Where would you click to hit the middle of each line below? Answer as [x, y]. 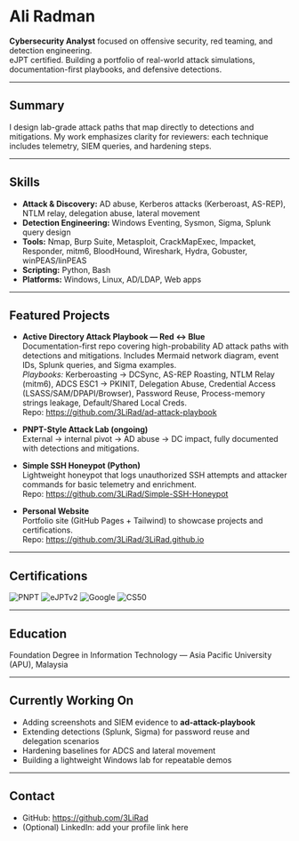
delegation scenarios [61, 741]
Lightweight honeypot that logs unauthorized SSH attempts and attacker [154, 475]
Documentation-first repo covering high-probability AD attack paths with [155, 346]
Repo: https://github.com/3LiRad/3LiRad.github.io [113, 540]
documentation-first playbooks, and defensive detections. [116, 69]
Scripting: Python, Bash [66, 269]
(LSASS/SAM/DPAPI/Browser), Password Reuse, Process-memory [143, 394]
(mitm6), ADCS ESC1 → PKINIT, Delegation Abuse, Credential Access [149, 384]
